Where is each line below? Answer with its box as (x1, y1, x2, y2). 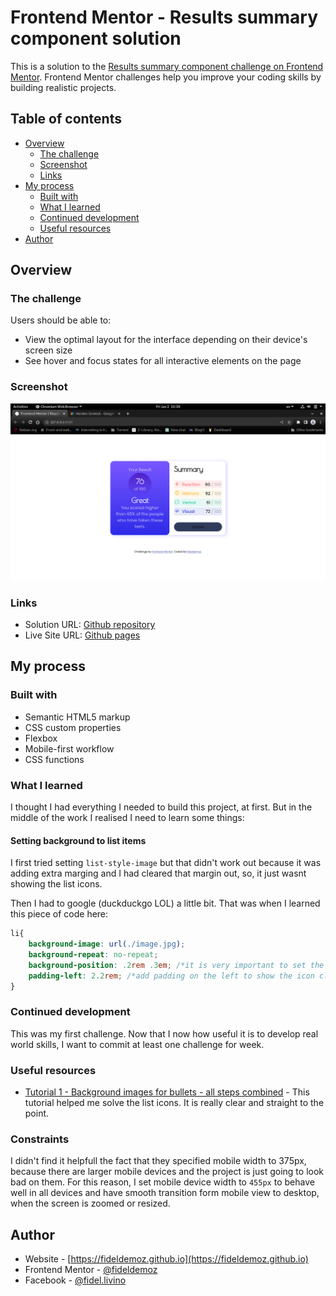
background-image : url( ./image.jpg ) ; (28, 939, 186, 950)
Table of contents (10, 111, 122, 128)
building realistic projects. (10, 81, 117, 93)
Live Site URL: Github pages (24, 629, 141, 641)
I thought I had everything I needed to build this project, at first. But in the (10, 801, 313, 813)
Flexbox (24, 732, 58, 744)
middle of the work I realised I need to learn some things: (10, 812, 245, 824)
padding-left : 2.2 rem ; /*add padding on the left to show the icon (28, 971, 315, 981)
